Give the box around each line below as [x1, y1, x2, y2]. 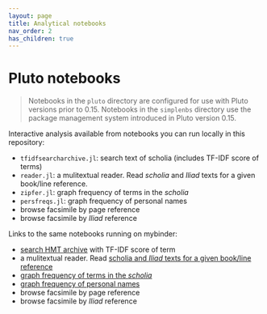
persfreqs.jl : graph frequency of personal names [19, 196, 188, 206]
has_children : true [8, 34, 74, 43]
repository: [8, 138, 45, 147]
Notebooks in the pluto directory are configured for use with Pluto [27, 96, 248, 106]
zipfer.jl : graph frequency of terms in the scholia [19, 188, 190, 197]
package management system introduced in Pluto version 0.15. [27, 113, 236, 123]
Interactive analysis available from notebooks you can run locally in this [8, 129, 246, 138]
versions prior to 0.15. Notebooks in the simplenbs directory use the [27, 104, 252, 114]
